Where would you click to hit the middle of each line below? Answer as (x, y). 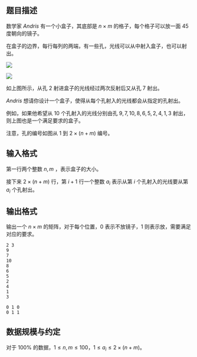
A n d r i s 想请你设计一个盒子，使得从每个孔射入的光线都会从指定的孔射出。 (95, 100)
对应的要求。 (22, 234)
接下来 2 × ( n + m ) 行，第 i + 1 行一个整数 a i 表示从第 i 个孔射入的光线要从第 (97, 182)
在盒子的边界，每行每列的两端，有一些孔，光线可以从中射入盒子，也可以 (94, 46)
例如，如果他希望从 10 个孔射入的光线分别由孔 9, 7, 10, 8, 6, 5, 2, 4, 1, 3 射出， (97, 113)
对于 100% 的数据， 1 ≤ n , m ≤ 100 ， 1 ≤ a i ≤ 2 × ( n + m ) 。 (76, 348)
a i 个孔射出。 (22, 191)
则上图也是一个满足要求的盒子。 (45, 121)
